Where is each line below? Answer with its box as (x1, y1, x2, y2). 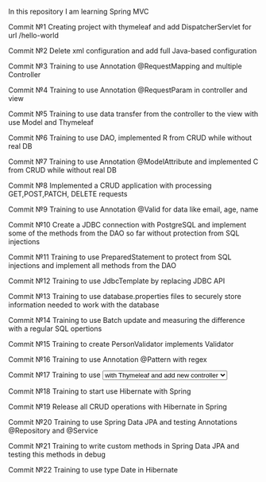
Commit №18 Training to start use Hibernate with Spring (8, 387, 191, 396)
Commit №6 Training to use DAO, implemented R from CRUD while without (8, 133, 253, 142)
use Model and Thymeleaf (8, 118, 94, 126)
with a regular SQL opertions (8, 324, 102, 333)
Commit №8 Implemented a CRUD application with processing (8, 181, 212, 190)
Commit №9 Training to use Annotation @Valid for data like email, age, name (8, 204, 259, 214)
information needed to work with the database (8, 300, 160, 309)
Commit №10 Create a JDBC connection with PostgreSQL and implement (8, 220, 247, 229)
